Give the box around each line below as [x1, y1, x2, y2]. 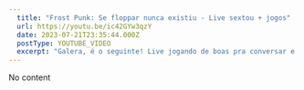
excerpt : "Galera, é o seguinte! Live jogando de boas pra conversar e [16, 47, 296, 56]
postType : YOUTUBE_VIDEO [16, 38, 111, 48]
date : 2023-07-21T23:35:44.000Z [16, 30, 141, 39]
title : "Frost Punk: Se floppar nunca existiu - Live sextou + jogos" [16, 13, 291, 23]
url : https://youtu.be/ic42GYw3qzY [16, 22, 152, 31]
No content [8, 72, 51, 83]
